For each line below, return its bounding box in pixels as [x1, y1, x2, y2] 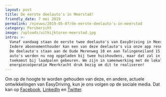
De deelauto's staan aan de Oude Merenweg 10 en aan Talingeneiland [9, 48, 154, 53]
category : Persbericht [5, 26, 52, 31]
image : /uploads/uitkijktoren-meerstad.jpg [5, 30, 96, 35]
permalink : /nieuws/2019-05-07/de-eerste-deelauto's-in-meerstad [5, 21, 142, 26]
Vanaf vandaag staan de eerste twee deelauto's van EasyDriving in [9, 40, 152, 45]
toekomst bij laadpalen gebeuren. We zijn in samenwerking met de [9, 58, 149, 63]
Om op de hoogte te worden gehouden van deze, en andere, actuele [5, 76, 145, 82]
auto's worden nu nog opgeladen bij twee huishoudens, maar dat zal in [9, 53, 161, 58]
